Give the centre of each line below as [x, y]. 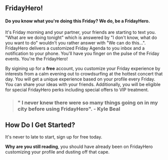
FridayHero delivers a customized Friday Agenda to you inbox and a [75, 48]
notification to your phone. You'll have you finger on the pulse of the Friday [82, 53]
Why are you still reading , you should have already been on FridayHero [79, 146]
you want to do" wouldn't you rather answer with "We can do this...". [75, 42]
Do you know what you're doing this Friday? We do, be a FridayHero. [77, 21]
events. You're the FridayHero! [36, 58]
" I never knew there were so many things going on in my [88, 102]
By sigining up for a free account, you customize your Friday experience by [83, 68]
